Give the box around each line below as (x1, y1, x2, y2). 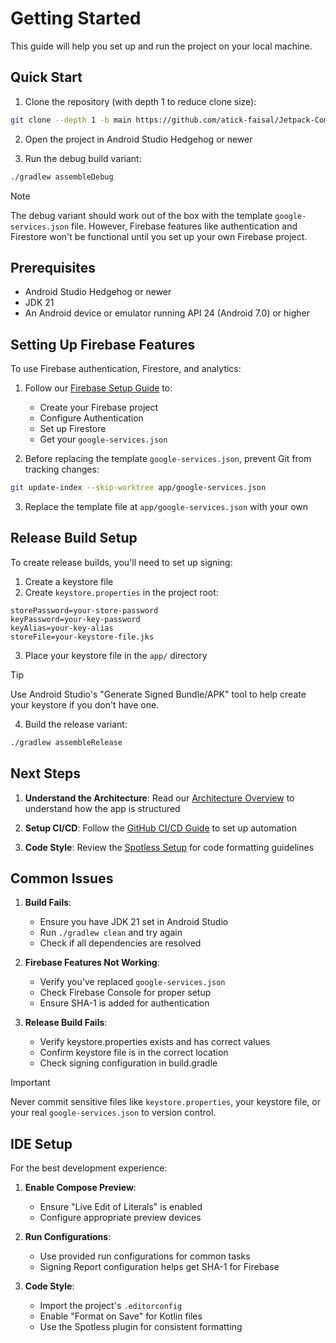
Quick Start (10, 69, 83, 86)
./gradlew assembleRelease (10, 737, 123, 747)
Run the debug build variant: (24, 152, 142, 164)
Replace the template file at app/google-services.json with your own (24, 501, 309, 512)
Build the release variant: (24, 718, 128, 730)
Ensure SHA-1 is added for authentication (39, 997, 210, 1009)
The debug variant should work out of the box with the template (10, 209, 273, 221)
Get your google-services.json (39, 433, 168, 446)
